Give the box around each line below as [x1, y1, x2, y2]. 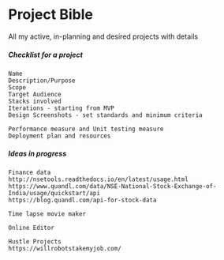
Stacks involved [8, 97, 62, 105]
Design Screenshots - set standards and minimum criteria [8, 111, 203, 119]
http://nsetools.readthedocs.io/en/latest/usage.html [8, 175, 189, 183]
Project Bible [8, 6, 93, 24]
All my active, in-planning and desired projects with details [8, 32, 199, 41]
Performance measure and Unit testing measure [8, 125, 164, 133]
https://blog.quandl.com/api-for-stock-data [8, 196, 157, 204]
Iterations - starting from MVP [8, 104, 114, 112]
